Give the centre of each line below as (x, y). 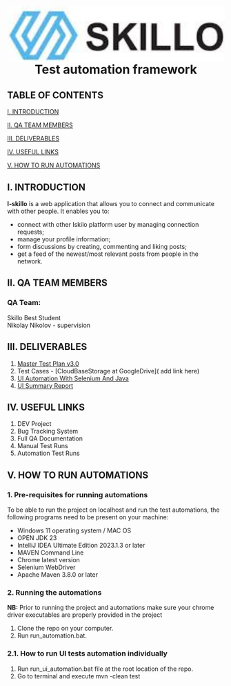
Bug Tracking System (48, 432)
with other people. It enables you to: (58, 211)
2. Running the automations (54, 592)
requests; (31, 232)
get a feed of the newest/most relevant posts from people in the (108, 254)
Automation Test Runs (49, 453)
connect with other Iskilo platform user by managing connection (108, 225)
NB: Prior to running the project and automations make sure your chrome (111, 608)
